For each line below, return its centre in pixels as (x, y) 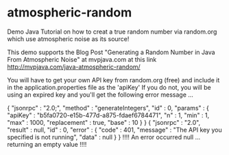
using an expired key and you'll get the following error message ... (100, 95)
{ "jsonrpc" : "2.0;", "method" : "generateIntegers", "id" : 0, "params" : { (108, 108)
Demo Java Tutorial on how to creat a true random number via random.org (112, 32)
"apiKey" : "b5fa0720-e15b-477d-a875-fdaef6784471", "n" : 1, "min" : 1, (108, 115)
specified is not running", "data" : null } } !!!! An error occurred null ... (104, 137)
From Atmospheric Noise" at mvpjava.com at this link (82, 59)
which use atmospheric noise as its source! (68, 38)
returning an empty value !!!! (47, 144)
